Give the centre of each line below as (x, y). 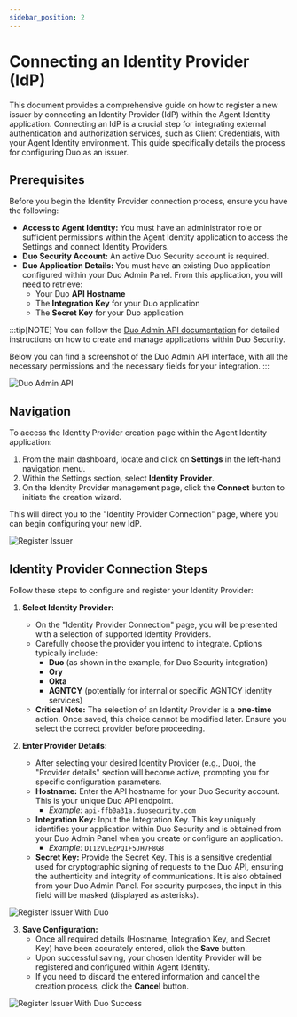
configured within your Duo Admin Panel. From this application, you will (152, 275)
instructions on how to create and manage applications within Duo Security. (147, 339)
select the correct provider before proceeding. (120, 728)
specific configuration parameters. (98, 782)
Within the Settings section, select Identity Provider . (118, 478)
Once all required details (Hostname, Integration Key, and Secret (152, 939)
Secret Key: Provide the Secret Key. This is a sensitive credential (154, 857)
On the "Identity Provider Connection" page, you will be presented (156, 624)
